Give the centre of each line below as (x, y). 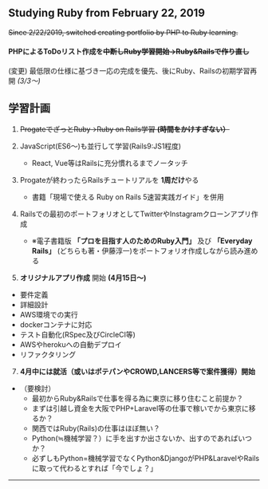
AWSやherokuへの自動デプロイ (71, 344)
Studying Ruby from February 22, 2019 (107, 13)
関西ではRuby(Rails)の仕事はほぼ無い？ (96, 428)
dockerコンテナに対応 (56, 324)
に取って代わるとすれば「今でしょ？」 (95, 468)
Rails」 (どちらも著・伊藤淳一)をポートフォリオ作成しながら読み (138, 250)
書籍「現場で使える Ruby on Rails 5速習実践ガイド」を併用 (128, 197)
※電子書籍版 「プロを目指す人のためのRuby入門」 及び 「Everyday (142, 241)
